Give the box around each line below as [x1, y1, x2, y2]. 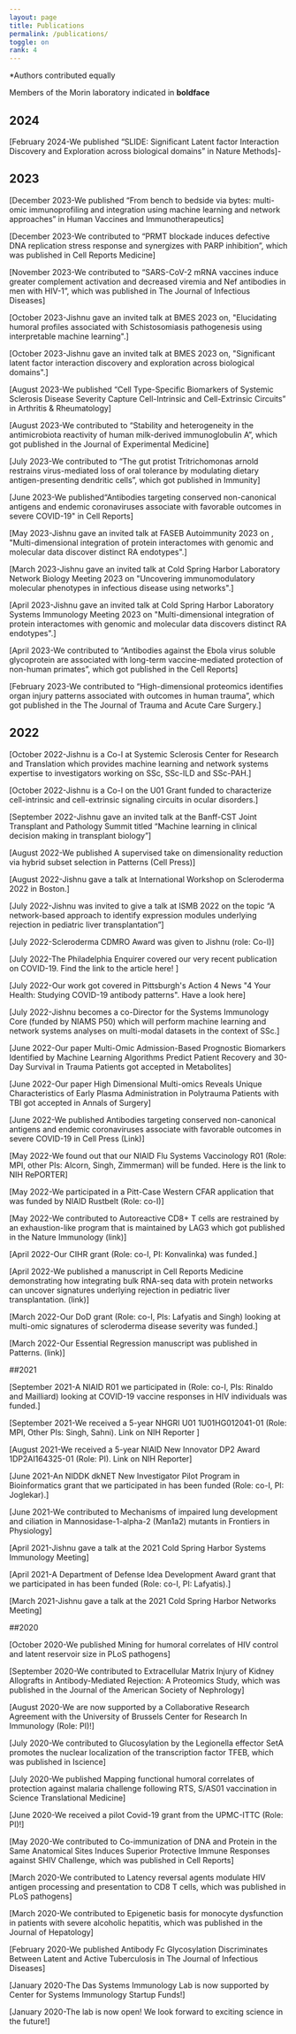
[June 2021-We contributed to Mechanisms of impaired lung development [9, 1506, 278, 1517]
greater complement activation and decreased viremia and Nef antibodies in [9, 276, 286, 287]
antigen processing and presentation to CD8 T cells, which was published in [9, 1881, 286, 1892]
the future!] [9, 2015, 50, 2026]
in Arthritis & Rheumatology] [9, 403, 112, 413]
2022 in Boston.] [9, 883, 71, 894]
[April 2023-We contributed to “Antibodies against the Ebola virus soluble [9, 645, 276, 656]
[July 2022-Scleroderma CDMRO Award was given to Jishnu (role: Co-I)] [9, 936, 275, 947]
